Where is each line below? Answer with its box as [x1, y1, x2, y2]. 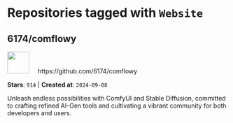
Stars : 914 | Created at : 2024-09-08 [7, 80, 108, 89]
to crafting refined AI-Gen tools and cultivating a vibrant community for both [7, 101, 227, 110]
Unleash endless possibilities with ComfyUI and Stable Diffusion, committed [7, 94, 226, 102]
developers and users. [7, 109, 72, 117]
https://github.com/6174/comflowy [37, 67, 138, 75]
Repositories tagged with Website [7, 5, 204, 21]
